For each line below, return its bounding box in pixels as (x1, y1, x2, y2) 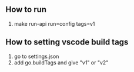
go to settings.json (14, 53, 59, 60)
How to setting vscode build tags (5, 37, 129, 47)
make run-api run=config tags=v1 (14, 20, 95, 27)
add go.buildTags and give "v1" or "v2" (14, 59, 109, 66)
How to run (5, 5, 47, 15)
